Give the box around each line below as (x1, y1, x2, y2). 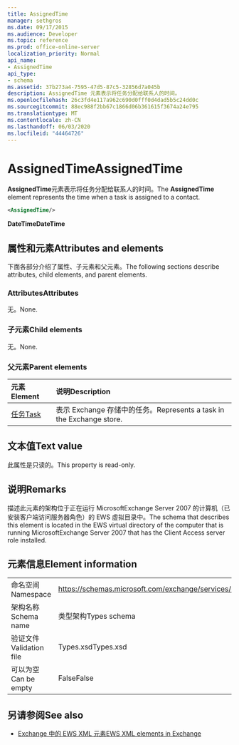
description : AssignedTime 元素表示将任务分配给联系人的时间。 (7, 90, 181, 97)
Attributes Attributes (7, 288, 79, 298)
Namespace (11, 590, 52, 600)
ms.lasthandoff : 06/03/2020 (7, 123, 91, 130)
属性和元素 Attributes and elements (7, 242, 164, 254)
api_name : (7, 57, 37, 64)
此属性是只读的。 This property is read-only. (7, 461, 136, 469)
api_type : (7, 70, 37, 77)
